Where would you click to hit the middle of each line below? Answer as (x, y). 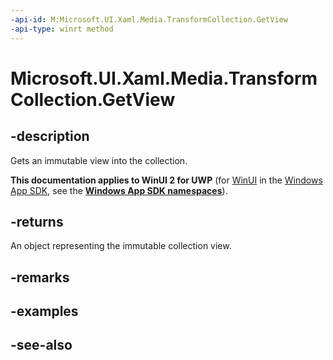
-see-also (41, 345)
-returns (37, 221)
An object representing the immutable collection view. (121, 246)
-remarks (40, 277)
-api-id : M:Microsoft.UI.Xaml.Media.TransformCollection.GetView (149, 19)
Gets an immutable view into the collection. (99, 160)
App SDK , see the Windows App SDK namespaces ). (119, 190)
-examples (44, 311)
